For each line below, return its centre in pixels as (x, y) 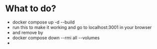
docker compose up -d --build (43, 22)
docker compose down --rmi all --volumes (56, 38)
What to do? (31, 9)
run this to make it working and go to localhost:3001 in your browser (82, 27)
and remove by (28, 32)
